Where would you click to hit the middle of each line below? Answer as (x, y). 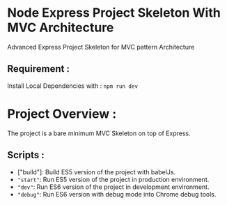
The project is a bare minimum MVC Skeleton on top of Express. (99, 133)
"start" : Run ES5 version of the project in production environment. (113, 179)
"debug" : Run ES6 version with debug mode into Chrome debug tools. (117, 194)
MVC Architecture (61, 28)
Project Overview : (62, 114)
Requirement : (39, 69)
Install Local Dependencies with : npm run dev (72, 86)
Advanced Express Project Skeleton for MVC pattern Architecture (101, 47)
